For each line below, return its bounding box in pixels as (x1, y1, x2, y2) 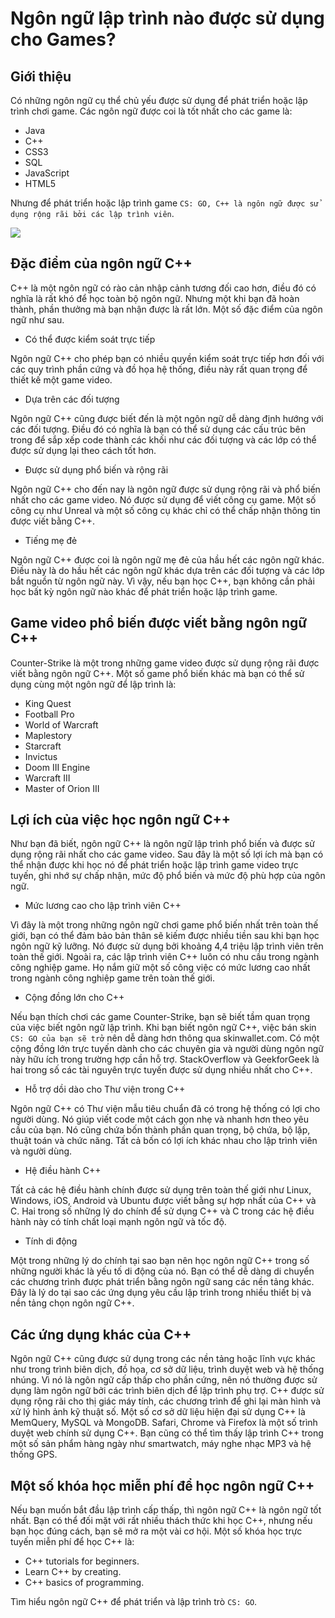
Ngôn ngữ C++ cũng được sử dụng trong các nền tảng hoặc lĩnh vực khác (10, 1353, 316, 1365)
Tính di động (24, 1235, 78, 1247)
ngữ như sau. (10, 313, 65, 326)
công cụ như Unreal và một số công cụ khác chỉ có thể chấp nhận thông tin (10, 504, 321, 516)
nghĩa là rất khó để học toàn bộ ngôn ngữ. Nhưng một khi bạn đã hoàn (10, 292, 300, 304)
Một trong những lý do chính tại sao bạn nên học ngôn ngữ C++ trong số (10, 1255, 310, 1267)
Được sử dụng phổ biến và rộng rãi (24, 463, 169, 476)
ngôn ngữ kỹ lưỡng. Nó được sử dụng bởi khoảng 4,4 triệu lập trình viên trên (10, 940, 324, 952)
